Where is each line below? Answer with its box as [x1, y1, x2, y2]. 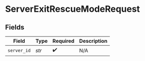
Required [52, 38, 74, 44]
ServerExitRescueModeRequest [5, 3, 140, 15]
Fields [5, 23, 25, 31]
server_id [7, 48, 31, 53]
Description [79, 38, 108, 44]
